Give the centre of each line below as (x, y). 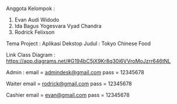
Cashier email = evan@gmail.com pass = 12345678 (68, 95)
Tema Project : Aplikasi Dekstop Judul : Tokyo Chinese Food (78, 44)
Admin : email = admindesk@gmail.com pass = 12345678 (75, 72)
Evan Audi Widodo (37, 20)
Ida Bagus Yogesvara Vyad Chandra (58, 26)
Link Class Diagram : (31, 55)
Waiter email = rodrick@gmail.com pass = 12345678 (69, 84)
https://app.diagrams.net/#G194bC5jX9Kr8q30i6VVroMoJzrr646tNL (88, 61)
